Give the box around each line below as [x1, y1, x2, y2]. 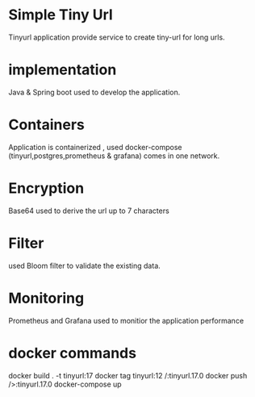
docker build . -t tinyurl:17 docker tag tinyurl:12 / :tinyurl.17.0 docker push [8, 370, 248, 380]
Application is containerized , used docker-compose [8, 142, 183, 152]
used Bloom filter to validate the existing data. [8, 261, 161, 270]
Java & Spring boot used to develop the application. [8, 87, 181, 97]
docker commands [8, 344, 137, 362]
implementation [8, 61, 117, 79]
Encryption [8, 179, 85, 197]
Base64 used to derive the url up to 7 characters [8, 206, 169, 215]
